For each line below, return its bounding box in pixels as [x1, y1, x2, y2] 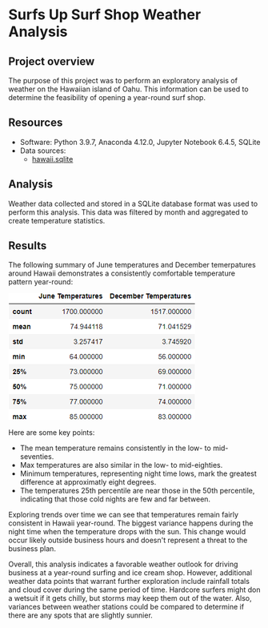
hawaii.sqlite [31, 154, 74, 163]
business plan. [8, 544, 56, 554]
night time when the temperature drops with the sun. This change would [8, 527, 246, 537]
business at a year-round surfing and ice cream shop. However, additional [8, 568, 253, 578]
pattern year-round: [8, 277, 74, 287]
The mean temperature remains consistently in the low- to [19, 443, 212, 453]
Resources [8, 116, 63, 130]
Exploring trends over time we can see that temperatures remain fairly [8, 510, 238, 520]
